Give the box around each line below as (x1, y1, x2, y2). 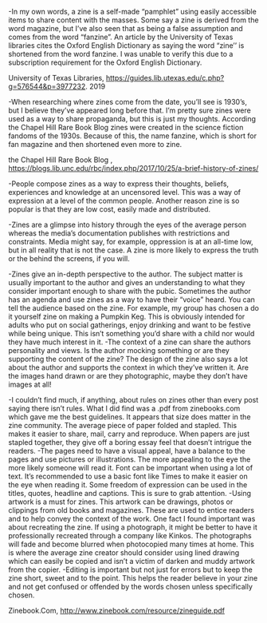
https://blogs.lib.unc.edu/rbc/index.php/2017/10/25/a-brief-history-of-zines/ (8, 164, 259, 173)
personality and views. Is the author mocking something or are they (8, 346, 230, 355)
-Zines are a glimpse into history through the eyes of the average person (8, 220, 247, 229)
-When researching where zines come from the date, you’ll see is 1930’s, (8, 97, 247, 106)
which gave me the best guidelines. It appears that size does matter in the (8, 412, 251, 422)
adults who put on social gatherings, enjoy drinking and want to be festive (8, 320, 251, 330)
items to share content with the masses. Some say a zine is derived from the (8, 15, 259, 25)
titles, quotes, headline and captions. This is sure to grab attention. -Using (8, 489, 252, 498)
